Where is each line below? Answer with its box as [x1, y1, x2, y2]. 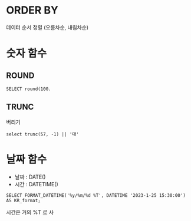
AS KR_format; [6, 197, 41, 203]
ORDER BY [6, 4, 59, 17]
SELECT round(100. [6, 86, 51, 92]
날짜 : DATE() [14, 173, 46, 180]
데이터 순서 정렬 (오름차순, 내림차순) [6, 24, 89, 31]
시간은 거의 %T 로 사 [6, 209, 54, 216]
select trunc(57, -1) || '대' [6, 131, 80, 137]
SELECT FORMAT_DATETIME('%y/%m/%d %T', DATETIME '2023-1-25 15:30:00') [6, 192, 186, 198]
